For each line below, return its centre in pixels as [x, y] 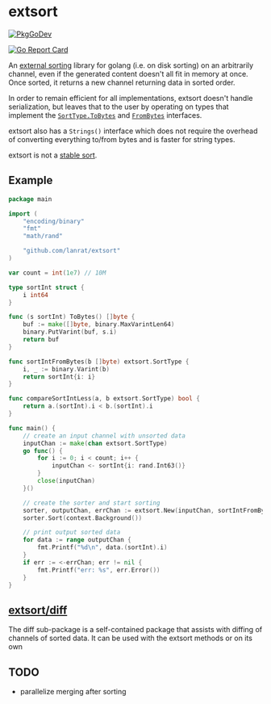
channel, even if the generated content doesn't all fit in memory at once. [128, 73]
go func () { [43, 450]
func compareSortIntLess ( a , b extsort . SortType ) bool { [104, 399]
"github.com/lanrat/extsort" [72, 251]
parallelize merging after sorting [73, 691]
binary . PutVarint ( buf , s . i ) [70, 332]
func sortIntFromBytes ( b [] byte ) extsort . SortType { [99, 362]
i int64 [35, 295]
